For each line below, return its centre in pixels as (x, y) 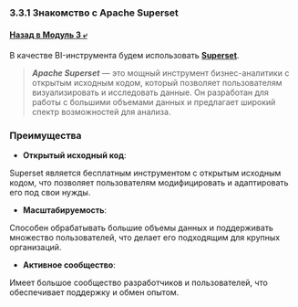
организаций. (36, 248)
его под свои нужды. (50, 193)
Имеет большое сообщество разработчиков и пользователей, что (139, 283)
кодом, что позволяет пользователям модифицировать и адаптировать (149, 183)
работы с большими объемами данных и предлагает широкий (154, 102)
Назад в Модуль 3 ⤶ (49, 35)
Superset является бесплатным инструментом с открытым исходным (145, 173)
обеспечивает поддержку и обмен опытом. (94, 292)
